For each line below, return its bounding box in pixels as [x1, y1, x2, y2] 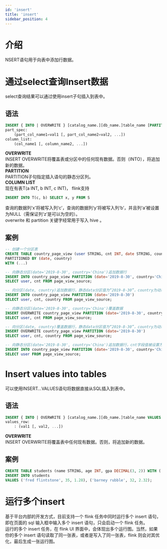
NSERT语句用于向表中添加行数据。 [5, 57, 76, 63]
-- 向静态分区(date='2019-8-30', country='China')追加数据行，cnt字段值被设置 [5, 342, 160, 348]
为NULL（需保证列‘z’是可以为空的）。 [5, 211, 81, 217]
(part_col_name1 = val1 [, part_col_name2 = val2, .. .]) [14, 132, 126, 137]
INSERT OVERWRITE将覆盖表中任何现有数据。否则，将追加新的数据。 [5, 439, 148, 445]
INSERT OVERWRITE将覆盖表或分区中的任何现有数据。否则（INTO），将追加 [5, 156, 160, 162]
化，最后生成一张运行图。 [5, 538, 58, 544]
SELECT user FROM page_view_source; [5, 351, 81, 357]
